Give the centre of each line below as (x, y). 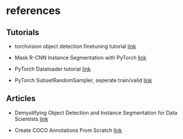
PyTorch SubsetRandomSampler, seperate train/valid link (83, 80)
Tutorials (23, 32)
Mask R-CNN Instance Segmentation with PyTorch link (80, 58)
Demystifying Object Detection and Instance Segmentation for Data (96, 113)
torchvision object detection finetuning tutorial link (75, 46)
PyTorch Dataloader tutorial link (52, 69)
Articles (21, 98)
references (33, 11)
